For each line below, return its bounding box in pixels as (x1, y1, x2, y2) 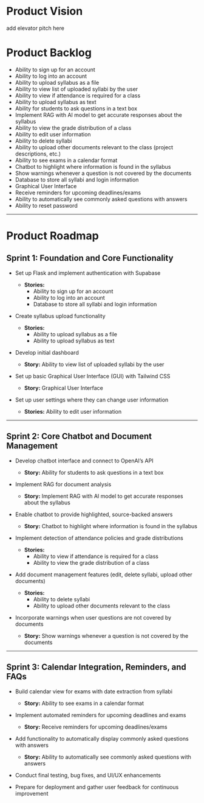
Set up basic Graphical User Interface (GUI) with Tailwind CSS (15, 372, 171, 380)
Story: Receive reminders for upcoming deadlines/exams (24, 723, 168, 730)
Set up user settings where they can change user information (15, 396, 169, 403)
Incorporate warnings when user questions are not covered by (15, 614, 172, 621)
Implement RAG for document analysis (15, 480, 112, 488)
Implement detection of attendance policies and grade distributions (15, 534, 183, 542)
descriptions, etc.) (15, 150, 61, 157)
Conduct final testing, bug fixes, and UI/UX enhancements (15, 771, 161, 779)
